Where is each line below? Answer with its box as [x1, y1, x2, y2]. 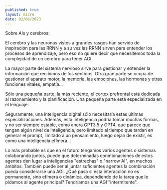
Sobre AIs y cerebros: [5, 30, 50, 36]
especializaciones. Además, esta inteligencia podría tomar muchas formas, [5, 117, 160, 123]
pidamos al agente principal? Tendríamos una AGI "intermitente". [5, 179, 138, 185]
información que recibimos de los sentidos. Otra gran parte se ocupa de [5, 71, 154, 77]
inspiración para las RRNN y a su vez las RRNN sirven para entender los [5, 45, 153, 51]
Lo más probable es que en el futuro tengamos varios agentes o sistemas [5, 148, 156, 154]
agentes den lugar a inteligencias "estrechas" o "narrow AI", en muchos [5, 158, 153, 164]
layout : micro [5, 12, 35, 17]
